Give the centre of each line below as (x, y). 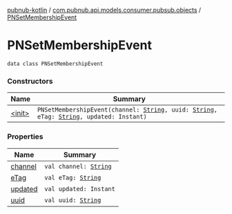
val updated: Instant (80, 189)
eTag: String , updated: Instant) (92, 117)
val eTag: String (73, 177)
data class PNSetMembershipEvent (55, 64)
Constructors (30, 81)
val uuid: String (73, 200)
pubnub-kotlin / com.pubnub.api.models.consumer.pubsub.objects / (104, 10)
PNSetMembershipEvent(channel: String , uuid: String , (127, 110)
